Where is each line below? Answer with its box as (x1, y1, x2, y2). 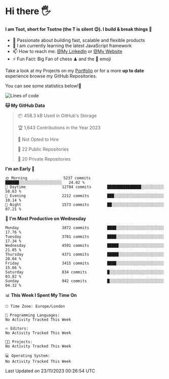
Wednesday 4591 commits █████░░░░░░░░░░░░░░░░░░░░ (5, 243, 164, 248)
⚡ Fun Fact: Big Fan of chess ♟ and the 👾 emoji (12, 56, 111, 62)
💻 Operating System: (5, 353, 51, 359)
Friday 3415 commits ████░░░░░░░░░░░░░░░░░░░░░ (5, 261, 164, 266)
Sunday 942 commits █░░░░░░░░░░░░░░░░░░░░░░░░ (5, 279, 164, 284)
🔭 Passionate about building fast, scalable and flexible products (12, 37, 145, 44)
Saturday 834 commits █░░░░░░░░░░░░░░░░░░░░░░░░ (5, 270, 164, 275)
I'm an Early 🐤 (5, 166, 35, 172)
